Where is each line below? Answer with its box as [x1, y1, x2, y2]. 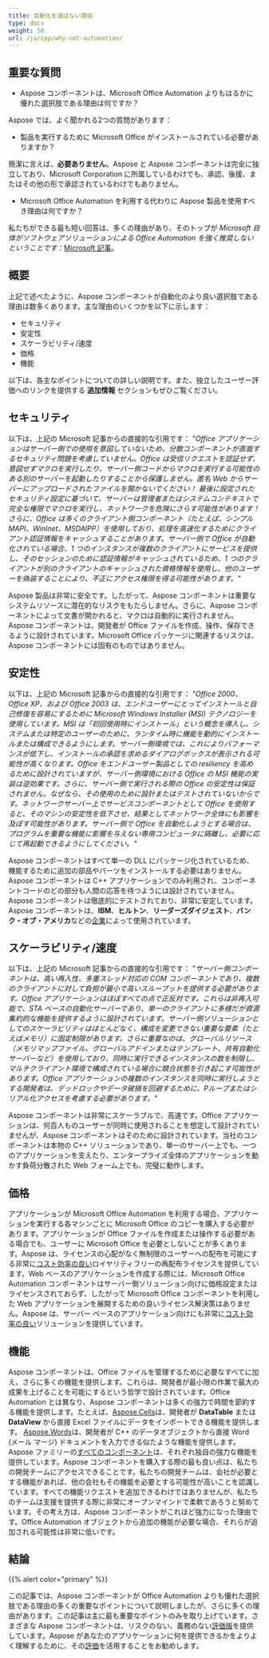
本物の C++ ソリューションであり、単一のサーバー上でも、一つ [49, 1140, 257, 1151]
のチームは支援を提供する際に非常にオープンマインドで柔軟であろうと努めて [8, 1497, 259, 1506]
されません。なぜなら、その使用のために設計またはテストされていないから [8, 789, 253, 798]
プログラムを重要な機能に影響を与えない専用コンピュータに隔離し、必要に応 [8, 829, 260, 838]
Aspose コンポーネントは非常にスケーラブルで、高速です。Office [8, 1111, 222, 1120]
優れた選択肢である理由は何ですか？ [19, 98, 140, 108]
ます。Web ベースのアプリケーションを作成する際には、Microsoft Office [8, 1269, 245, 1278]
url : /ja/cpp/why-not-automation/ [8, 34, 124, 42]
